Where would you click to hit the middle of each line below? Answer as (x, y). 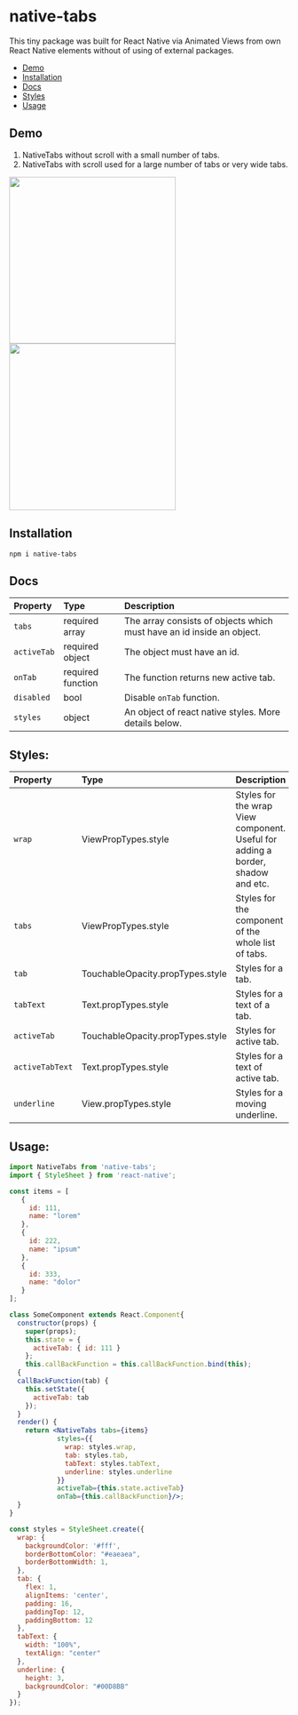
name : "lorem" (55, 1216)
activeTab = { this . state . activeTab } (120, 1488)
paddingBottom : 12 (59, 1620)
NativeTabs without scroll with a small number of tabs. (121, 155)
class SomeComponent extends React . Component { (97, 1315)
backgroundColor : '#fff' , (73, 1546)
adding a (254, 851)
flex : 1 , (41, 1587)
